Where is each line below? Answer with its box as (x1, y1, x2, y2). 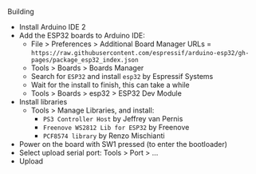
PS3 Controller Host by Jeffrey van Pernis (42, 114, 183, 123)
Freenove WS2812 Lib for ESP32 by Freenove (42, 123, 190, 132)
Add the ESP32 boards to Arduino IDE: (18, 31, 145, 40)
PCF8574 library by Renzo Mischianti (42, 131, 165, 140)
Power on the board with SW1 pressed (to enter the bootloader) (18, 140, 228, 148)
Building (7, 7, 35, 16)
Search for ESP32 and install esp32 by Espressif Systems (30, 72, 214, 81)
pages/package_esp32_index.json (30, 56, 139, 64)
